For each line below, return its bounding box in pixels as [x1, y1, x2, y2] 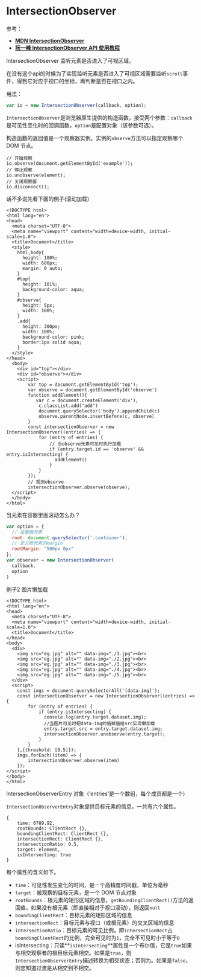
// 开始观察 [6, 155, 33, 161]
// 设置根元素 [11, 529, 43, 535]
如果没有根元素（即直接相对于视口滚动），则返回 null [31, 904, 161, 911]
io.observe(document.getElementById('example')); [6, 160, 134, 167]
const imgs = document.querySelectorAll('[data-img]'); [17, 687, 161, 694]
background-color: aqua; [22, 286, 85, 292]
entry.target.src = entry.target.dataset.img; [44, 726, 163, 732]
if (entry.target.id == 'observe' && [49, 446, 144, 452]
